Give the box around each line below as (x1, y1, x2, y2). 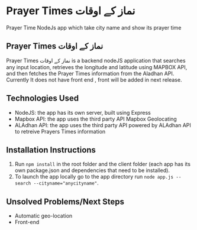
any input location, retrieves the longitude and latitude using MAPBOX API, (6, 63, 188, 70)
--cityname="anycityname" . (33, 179, 99, 187)
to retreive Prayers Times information (14, 128, 106, 135)
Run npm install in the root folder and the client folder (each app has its (14, 161, 191, 168)
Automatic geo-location (14, 212, 73, 219)
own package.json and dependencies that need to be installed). (14, 167, 170, 174)
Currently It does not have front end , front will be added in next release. (6, 76, 182, 83)
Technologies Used (6, 93, 79, 103)
